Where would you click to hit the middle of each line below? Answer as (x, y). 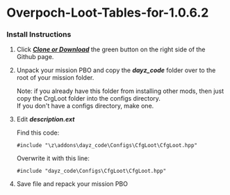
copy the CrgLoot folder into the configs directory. (89, 99)
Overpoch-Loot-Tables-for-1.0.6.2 (108, 13)
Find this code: (38, 133)
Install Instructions (39, 35)
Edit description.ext (46, 119)
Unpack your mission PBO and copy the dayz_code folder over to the (116, 70)
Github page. (35, 57)
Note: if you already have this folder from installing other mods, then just (120, 91)
